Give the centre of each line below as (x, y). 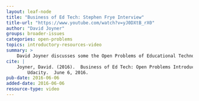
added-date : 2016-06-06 (36, 84)
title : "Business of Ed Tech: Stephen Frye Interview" (75, 17)
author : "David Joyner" (36, 28)
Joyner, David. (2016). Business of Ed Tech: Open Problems (94, 67)
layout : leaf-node (29, 12)
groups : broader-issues (36, 34)
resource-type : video (33, 89)
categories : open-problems (39, 39)
